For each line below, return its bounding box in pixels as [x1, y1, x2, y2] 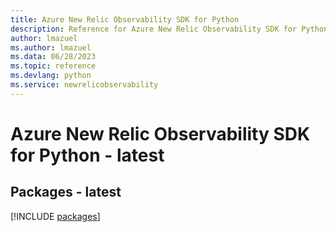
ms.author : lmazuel [10, 42, 92, 53]
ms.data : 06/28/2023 [10, 52, 97, 62]
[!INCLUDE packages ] [10, 210, 101, 222]
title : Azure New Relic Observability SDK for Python [10, 14, 240, 25]
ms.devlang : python [10, 71, 92, 81]
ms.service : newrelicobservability [10, 80, 159, 90]
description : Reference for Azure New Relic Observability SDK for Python [10, 24, 329, 34]
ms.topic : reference [10, 61, 97, 71]
